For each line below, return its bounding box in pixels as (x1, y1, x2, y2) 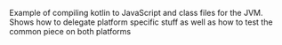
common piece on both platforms (9, 26, 132, 36)
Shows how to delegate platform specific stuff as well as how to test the (9, 17, 273, 27)
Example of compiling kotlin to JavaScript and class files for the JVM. (9, 8, 263, 18)
